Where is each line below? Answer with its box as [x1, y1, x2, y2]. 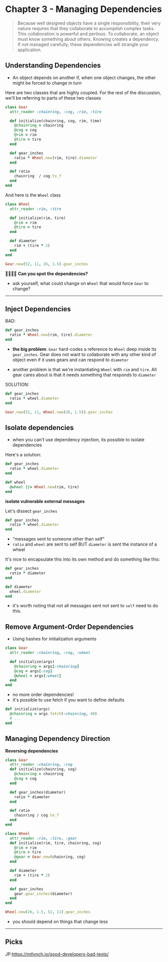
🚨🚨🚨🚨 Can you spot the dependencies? [5, 271, 88, 277]
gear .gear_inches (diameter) [14, 891, 72, 896]
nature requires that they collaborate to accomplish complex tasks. [17, 25, 155, 31]
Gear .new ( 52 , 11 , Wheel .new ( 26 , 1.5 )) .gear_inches [5, 409, 113, 414]
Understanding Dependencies [5, 61, 101, 70]
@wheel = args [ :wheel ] [14, 673, 61, 678]
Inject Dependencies [5, 305, 71, 313]
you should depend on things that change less [12, 918, 108, 924]
